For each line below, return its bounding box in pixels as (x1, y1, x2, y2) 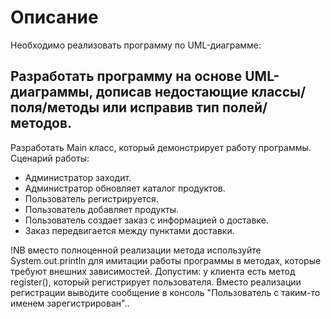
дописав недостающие (95, 84, 249, 101)
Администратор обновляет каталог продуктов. (24, 182, 226, 194)
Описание (10, 6, 99, 29)
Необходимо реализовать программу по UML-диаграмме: (10, 39, 262, 51)
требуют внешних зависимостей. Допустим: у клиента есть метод (10, 265, 296, 277)
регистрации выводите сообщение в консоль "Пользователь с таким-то (10, 286, 321, 298)
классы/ (251, 84, 307, 101)
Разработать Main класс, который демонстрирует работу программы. (10, 141, 312, 153)
